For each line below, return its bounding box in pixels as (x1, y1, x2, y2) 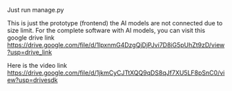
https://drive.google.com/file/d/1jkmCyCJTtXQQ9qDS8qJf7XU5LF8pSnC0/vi (7, 68, 225, 77)
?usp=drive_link (7, 48, 52, 56)
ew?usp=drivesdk (7, 76, 58, 84)
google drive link (7, 34, 55, 42)
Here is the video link (7, 62, 68, 69)
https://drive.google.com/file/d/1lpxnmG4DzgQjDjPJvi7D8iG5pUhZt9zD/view (7, 41, 225, 49)
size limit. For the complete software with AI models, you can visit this (7, 27, 206, 34)
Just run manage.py (7, 6, 64, 14)
